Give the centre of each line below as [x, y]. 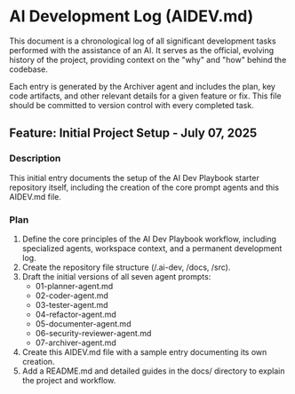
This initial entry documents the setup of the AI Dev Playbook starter [134, 177]
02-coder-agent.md [72, 295]
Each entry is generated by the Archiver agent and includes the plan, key [142, 86]
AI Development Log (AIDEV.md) [132, 16]
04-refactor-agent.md [76, 314]
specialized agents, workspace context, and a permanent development [152, 248]
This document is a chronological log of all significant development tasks [143, 41]
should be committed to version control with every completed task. [132, 105]
